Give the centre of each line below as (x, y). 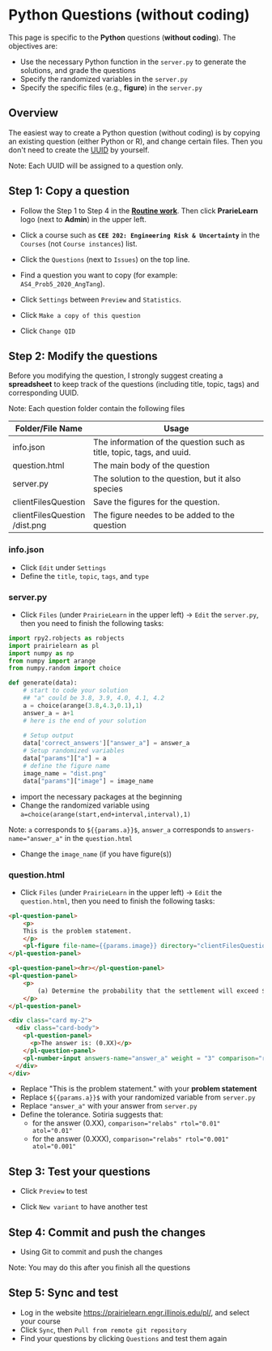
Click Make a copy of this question (80, 315)
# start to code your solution (76, 691)
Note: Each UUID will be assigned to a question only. (96, 165)
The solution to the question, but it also (167, 478)
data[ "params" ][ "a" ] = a (65, 759)
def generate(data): (43, 683)
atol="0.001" (54, 1147)
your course (40, 1321)
